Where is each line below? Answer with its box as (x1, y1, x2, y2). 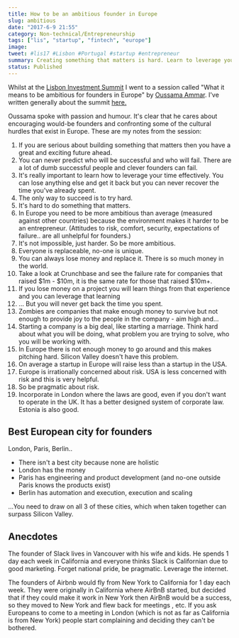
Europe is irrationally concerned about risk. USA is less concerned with (18, 367, 227, 376)
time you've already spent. (18, 186, 96, 194)
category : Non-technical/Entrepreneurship (8, 30, 135, 38)
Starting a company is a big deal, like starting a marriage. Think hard (18, 321, 218, 331)
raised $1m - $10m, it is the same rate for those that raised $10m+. (18, 277, 213, 285)
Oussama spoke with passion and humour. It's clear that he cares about (8, 112, 218, 120)
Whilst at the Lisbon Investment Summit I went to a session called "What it (8, 83, 225, 91)
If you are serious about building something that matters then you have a (18, 140, 231, 149)
